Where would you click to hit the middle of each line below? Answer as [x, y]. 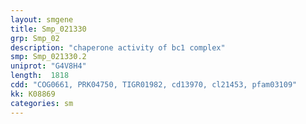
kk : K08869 [33, 94]
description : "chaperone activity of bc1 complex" [118, 47]
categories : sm [42, 103]
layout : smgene [42, 19]
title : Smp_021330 [48, 29]
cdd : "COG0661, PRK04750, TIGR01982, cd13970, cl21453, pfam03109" [154, 85]
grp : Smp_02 [35, 38]
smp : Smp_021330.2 [48, 57]
